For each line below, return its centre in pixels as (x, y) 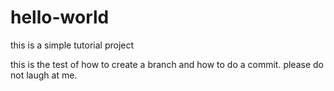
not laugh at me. (44, 75)
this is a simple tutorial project (72, 45)
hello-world (60, 17)
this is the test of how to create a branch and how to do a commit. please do (167, 64)
